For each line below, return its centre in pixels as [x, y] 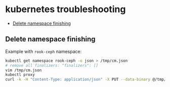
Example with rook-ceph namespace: [44, 51]
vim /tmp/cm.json [24, 70]
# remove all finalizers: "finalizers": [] [52, 65]
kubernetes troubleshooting [66, 9]
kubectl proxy [20, 75]
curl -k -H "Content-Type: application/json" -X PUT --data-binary [78, 79]
